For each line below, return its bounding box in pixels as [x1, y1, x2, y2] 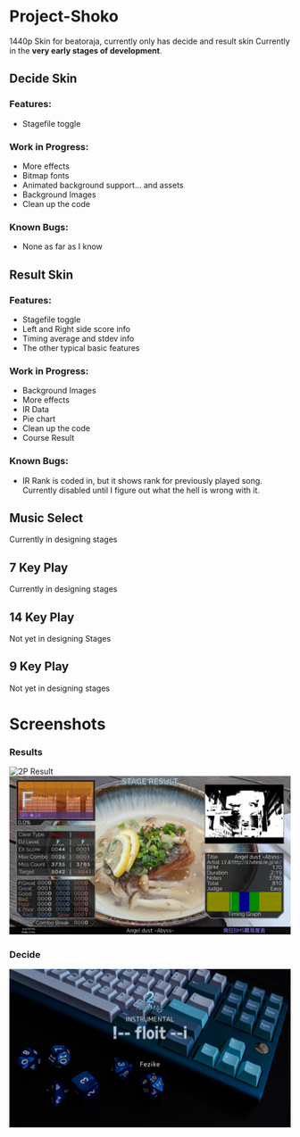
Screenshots [9, 714, 106, 734]
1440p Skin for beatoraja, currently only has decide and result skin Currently [9, 36, 290, 46]
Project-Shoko [9, 6, 119, 27]
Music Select [9, 510, 83, 526]
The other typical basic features [21, 342, 140, 353]
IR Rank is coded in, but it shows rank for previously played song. [21, 475, 263, 486]
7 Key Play [9, 560, 69, 575]
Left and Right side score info [21, 323, 131, 334]
